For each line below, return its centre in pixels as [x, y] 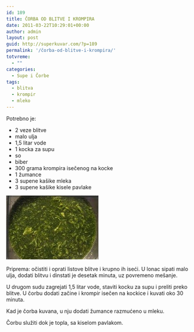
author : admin [24, 32]
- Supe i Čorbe [30, 76]
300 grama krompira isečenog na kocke [64, 168]
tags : [13, 82]
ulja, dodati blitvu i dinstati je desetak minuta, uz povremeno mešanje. [92, 275]
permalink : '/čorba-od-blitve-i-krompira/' [61, 51]
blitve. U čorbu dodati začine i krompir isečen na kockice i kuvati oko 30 [95, 293]
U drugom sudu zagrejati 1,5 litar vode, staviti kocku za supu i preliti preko [97, 287]
